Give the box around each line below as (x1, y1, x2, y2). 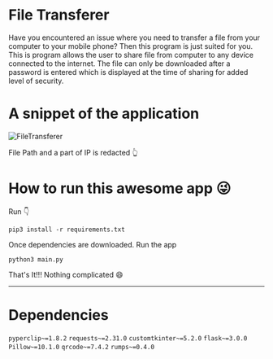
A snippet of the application (8, 104, 200, 123)
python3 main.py (8, 255, 63, 264)
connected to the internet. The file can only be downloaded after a (8, 59, 231, 68)
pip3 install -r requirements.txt (8, 225, 126, 234)
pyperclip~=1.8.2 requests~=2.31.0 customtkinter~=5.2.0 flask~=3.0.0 (8, 334, 248, 343)
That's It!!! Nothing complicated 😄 (8, 269, 123, 279)
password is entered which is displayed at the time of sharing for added (8, 67, 249, 77)
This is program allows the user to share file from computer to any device (8, 50, 254, 59)
